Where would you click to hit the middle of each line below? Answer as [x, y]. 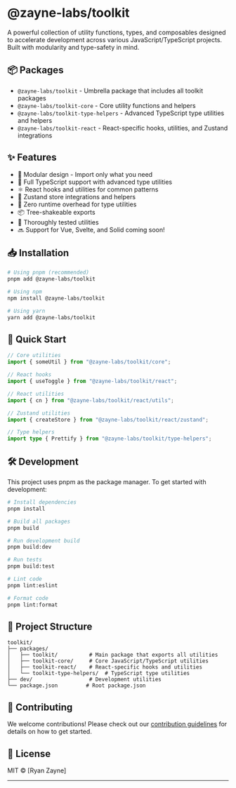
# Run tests [25, 560]
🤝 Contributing [40, 707]
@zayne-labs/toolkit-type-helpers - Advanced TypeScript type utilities [121, 113]
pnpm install [26, 509]
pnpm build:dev [29, 547]
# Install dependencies [42, 502]
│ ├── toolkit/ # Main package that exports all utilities [113, 655]
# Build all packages [39, 521]
